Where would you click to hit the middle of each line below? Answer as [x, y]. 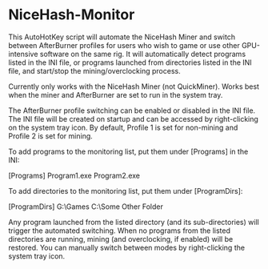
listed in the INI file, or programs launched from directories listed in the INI [130, 62]
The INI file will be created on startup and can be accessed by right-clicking [133, 118]
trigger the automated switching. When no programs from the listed [119, 231]
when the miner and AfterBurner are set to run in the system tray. [116, 94]
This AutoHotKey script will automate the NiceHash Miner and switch [122, 37]
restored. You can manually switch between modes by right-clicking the [127, 247]
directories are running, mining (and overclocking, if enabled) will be [121, 239]
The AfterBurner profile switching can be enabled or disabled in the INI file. [132, 110]
